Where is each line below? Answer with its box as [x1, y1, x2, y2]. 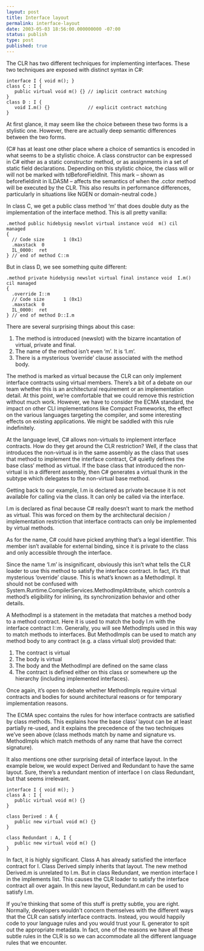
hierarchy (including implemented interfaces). [15, 675, 129, 682]
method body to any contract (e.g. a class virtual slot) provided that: [6, 637, 177, 644]
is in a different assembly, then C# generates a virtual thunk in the [23, 468, 188, 475]
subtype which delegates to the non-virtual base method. [6, 474, 150, 482]
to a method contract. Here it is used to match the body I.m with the [6, 617, 175, 625]
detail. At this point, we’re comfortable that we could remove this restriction [6, 391, 194, 399]
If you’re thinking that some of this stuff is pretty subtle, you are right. [6, 900, 180, 907]
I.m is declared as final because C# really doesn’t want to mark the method [6, 505, 194, 512]
